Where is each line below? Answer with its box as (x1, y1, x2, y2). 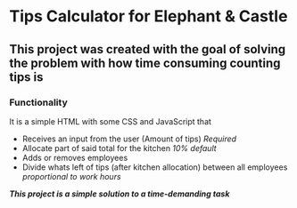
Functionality (9, 96, 69, 108)
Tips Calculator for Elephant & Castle (9, 6, 288, 27)
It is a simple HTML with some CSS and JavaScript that (9, 116, 212, 126)
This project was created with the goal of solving (9, 42, 286, 57)
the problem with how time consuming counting (9, 55, 281, 70)
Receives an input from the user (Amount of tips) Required (21, 133, 237, 144)
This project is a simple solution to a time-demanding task (9, 188, 230, 199)
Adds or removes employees (21, 152, 128, 163)
